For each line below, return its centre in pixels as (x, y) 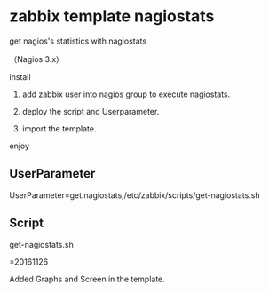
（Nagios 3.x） (37, 59)
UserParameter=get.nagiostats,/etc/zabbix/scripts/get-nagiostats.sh (134, 195)
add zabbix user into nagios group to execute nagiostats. (126, 94)
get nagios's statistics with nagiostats (78, 41)
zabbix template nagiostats (112, 16)
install (20, 76)
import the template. (59, 128)
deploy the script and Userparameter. (91, 111)
